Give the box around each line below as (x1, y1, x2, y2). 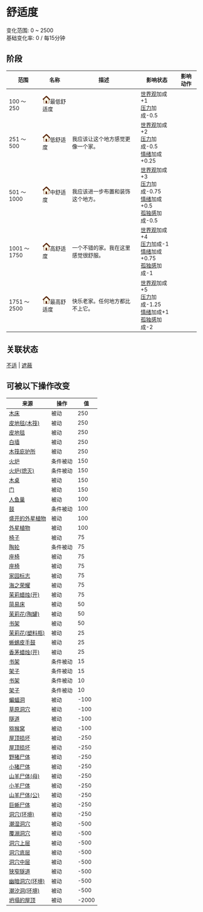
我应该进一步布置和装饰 (72, 188, 131, 195)
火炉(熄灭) (8, 467, 34, 474)
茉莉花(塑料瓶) (8, 630, 45, 637)
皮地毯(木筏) (8, 419, 40, 426)
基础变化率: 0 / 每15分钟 (6, 34, 65, 41)
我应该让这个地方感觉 (72, 135, 126, 142)
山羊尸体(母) (8, 772, 40, 780)
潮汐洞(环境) (8, 887, 40, 894)
